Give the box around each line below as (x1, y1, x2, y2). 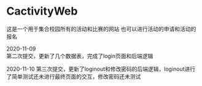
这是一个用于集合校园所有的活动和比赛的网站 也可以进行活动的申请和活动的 (6, 25, 196, 32)
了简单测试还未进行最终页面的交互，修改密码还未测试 (6, 73, 141, 80)
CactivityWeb (6, 4, 78, 18)
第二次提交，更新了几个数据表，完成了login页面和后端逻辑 (6, 52, 153, 59)
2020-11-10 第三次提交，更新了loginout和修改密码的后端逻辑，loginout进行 (6, 65, 196, 73)
